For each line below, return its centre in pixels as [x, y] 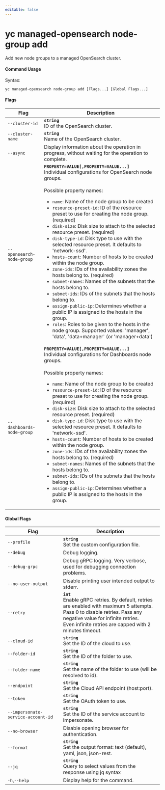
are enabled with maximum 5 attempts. [108, 606]
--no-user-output [28, 584]
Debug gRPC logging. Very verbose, [105, 561]
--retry [16, 613]
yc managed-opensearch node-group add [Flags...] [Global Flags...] [77, 89]
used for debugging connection [99, 567]
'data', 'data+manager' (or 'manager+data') [103, 336]
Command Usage [23, 69]
